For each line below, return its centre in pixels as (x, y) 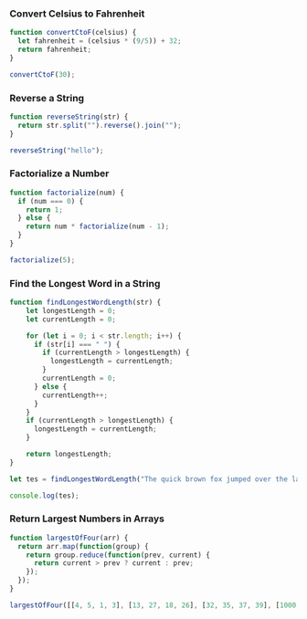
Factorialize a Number (59, 173)
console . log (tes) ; (44, 496)
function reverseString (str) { (69, 117)
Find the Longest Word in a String (85, 283)
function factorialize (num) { (67, 193)
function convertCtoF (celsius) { (73, 33)
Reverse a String (47, 98)
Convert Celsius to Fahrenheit (77, 14)
